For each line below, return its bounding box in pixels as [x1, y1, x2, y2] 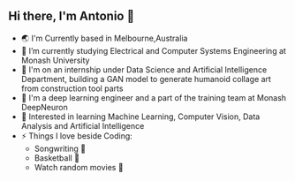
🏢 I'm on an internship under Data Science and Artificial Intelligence [20, 64, 268, 75]
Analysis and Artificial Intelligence [20, 120, 145, 131]
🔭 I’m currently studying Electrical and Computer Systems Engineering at [20, 45, 286, 56]
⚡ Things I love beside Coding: [20, 130, 133, 141]
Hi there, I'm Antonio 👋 [8, 9, 135, 24]
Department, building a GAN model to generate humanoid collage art [20, 73, 271, 84]
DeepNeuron [20, 102, 68, 112]
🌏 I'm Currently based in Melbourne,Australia [20, 33, 188, 43]
